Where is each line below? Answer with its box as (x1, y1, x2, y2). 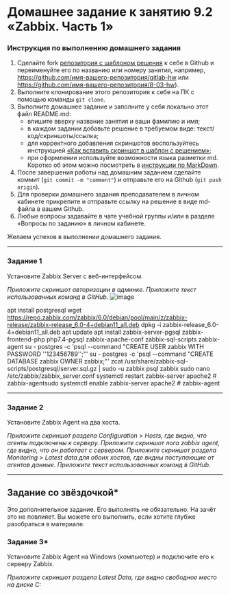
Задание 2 (7, 403, 44, 412)
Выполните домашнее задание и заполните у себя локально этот (16, 102, 209, 111)
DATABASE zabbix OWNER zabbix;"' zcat (7, 357, 123, 365)
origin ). (16, 183, 40, 191)
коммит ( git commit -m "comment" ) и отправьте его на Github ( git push (16, 176, 222, 184)
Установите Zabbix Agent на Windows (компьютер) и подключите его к (7, 552, 214, 561)
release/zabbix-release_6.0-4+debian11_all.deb (7, 320, 140, 328)
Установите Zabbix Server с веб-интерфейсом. (7, 272, 144, 280)
